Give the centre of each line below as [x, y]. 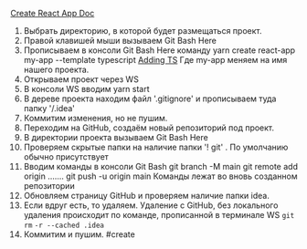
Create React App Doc [53, 13]
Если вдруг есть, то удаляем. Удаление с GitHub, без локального [151, 205]
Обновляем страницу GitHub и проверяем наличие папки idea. [147, 196]
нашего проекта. [56, 69]
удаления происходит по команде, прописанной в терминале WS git [159, 215]
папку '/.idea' [49, 108]
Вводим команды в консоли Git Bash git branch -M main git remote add [160, 166]
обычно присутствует [66, 157]
